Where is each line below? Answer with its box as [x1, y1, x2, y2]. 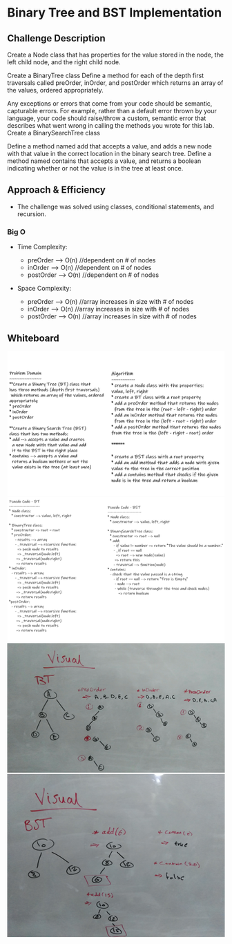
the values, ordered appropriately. [7, 86, 104, 94]
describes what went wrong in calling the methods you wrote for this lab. [7, 122, 215, 129]
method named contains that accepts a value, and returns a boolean [7, 157, 202, 165]
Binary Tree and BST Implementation [7, 5, 222, 21]
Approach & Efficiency [7, 184, 106, 196]
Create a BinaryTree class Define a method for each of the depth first [7, 71, 204, 79]
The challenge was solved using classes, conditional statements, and [17, 202, 214, 211]
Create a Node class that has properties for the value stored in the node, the [7, 50, 224, 59]
